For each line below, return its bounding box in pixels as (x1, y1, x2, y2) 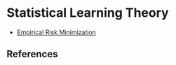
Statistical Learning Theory (6, 5, 169, 21)
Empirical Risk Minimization (16, 28, 96, 36)
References (6, 48, 58, 60)
